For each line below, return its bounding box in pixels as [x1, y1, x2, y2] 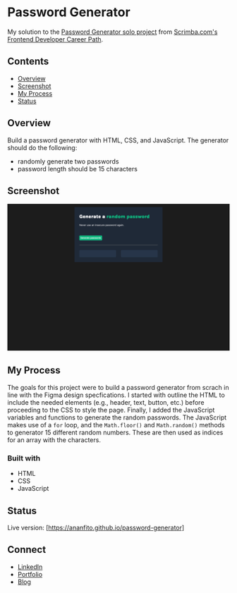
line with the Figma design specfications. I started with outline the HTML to [7, 391, 226, 399]
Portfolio [17, 570, 43, 578]
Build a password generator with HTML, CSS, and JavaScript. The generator [7, 135, 229, 145]
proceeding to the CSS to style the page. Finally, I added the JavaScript [7, 405, 215, 414]
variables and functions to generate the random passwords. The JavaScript [7, 413, 227, 422]
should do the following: [7, 143, 78, 152]
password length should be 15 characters [17, 164, 138, 173]
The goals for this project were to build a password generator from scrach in [7, 383, 229, 391]
